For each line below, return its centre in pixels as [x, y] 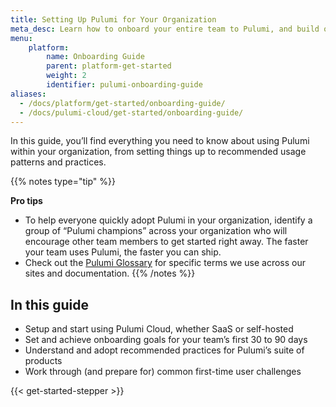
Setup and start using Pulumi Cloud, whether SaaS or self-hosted [159, 329]
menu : [21, 38]
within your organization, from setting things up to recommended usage [158, 152]
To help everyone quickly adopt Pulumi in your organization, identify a [168, 220]
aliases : [28, 94]
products [43, 361]
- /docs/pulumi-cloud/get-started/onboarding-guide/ [131, 112]
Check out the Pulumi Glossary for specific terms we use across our [165, 263]
